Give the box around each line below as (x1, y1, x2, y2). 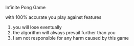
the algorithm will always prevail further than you (12, 30, 116, 35)
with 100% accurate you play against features (5, 14, 102, 20)
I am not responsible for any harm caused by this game (12, 35, 129, 41)
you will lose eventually (12, 24, 62, 30)
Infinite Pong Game (5, 5, 46, 10)
